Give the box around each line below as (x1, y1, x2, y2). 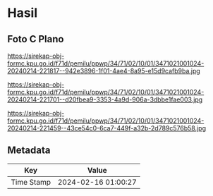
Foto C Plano (7, 33, 64, 45)
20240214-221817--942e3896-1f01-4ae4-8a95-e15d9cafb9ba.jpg (7, 67, 201, 75)
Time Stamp (11, 177, 51, 187)
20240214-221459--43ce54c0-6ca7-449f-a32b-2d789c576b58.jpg (7, 124, 207, 132)
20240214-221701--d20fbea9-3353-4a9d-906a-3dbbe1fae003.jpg (7, 95, 203, 104)
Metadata (7, 145, 51, 157)
